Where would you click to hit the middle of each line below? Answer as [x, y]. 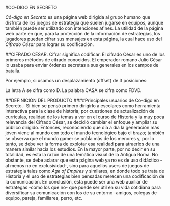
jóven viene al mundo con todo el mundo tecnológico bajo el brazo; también [85, 133]
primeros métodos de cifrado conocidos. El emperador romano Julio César [84, 60]
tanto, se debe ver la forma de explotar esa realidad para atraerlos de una [82, 144]
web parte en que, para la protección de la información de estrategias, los [83, 33]
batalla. [13, 71]
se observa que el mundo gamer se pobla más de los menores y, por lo [80, 138]
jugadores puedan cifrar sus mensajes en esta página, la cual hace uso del [84, 39]
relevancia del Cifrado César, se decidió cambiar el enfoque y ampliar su [81, 122]
